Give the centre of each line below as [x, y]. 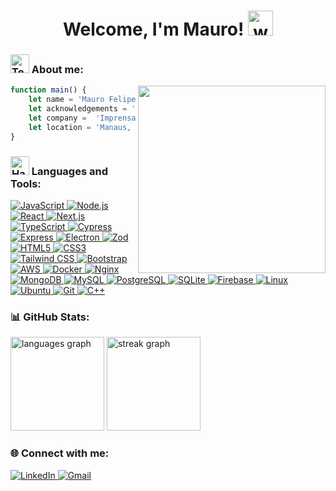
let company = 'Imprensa [82, 118]
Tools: [26, 183]
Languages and [69, 171]
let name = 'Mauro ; [86, 100]
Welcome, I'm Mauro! [153, 29]
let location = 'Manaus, [80, 127]
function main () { [48, 90]
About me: [57, 70]
